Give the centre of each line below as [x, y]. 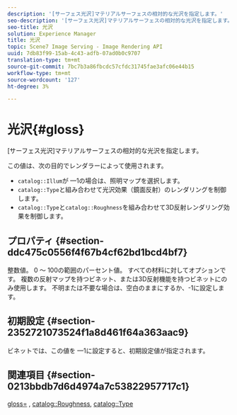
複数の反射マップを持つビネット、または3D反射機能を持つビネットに [121, 279]
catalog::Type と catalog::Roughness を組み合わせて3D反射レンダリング [121, 207]
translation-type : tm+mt [44, 60]
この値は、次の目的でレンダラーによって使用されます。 [87, 166]
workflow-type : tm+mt [39, 73]
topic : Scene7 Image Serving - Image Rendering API [85, 47]
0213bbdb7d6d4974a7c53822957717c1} [98, 387]
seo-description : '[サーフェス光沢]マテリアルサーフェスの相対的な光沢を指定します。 [120, 21]
